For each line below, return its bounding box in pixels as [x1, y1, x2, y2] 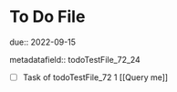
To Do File [9, 6, 86, 27]
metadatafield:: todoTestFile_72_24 [9, 54, 141, 65]
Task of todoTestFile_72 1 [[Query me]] [22, 71, 169, 83]
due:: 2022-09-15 [9, 36, 76, 47]
